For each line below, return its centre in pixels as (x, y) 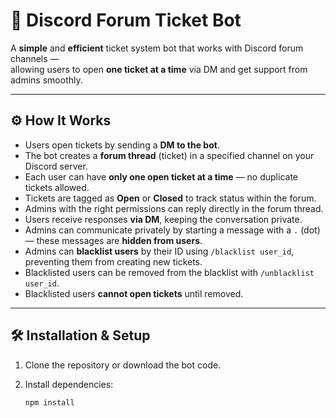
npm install (49, 402)
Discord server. (56, 166)
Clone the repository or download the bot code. (123, 365)
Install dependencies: (69, 384)
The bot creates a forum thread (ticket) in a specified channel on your (169, 155)
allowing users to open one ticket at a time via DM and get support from (159, 69)
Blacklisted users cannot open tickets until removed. (134, 293)
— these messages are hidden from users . (113, 240)
